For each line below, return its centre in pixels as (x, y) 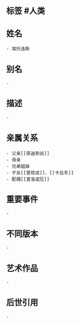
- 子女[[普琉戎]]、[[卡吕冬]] (40, 173)
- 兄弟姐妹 (18, 166)
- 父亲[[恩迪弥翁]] (28, 154)
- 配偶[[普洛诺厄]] (28, 179)
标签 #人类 (26, 11)
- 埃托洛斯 (18, 49)
